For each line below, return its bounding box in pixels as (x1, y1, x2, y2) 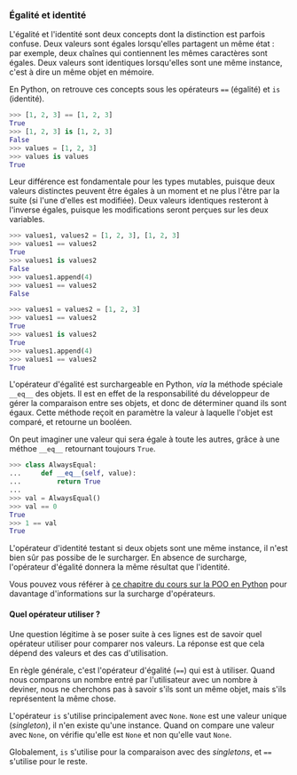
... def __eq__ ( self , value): (9, 469, 137, 478)
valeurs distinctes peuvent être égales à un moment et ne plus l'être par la (9, 186, 280, 196)
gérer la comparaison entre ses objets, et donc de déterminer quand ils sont (9, 398, 287, 409)
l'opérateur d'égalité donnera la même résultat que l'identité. (9, 562, 231, 572)
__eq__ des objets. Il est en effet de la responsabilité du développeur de (9, 388, 270, 399)
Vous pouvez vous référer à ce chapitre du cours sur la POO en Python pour (9, 579, 288, 590)
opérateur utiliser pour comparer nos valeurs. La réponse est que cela (9, 638, 265, 649)
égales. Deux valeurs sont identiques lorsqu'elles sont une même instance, (9, 58, 283, 68)
